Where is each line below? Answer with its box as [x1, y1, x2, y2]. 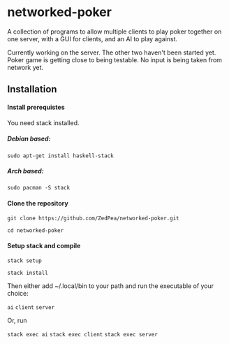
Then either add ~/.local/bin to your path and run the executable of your [7, 281, 214, 290]
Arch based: [7, 167, 44, 175]
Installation [7, 83, 57, 95]
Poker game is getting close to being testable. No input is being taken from [7, 55, 222, 64]
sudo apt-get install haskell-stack [7, 152, 114, 159]
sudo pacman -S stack [7, 185, 71, 192]
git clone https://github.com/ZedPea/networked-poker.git [7, 215, 179, 222]
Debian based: [7, 134, 51, 143]
